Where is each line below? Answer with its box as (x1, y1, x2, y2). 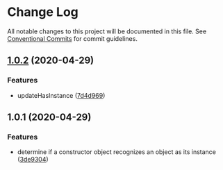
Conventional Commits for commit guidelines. (7, 34, 138, 42)
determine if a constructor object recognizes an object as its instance (17, 148, 217, 156)
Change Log (7, 4, 79, 20)
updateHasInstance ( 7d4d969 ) (17, 91, 106, 99)
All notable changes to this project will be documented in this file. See (7, 27, 207, 35)
